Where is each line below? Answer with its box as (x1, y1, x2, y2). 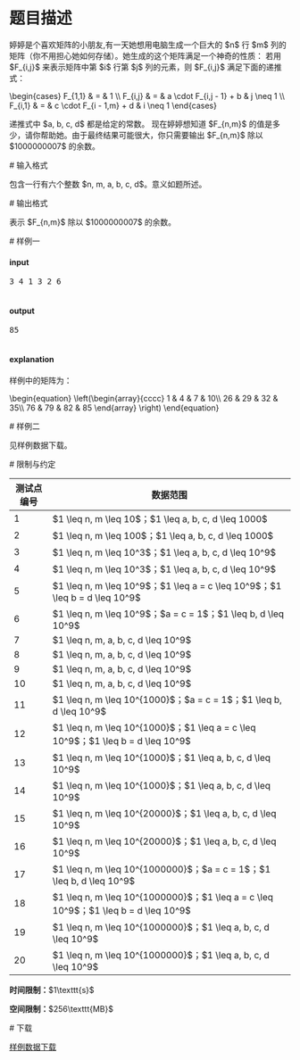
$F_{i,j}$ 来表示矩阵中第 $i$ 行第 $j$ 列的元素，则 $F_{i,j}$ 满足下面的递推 (9, 62, 283, 72)
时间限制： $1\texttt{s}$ (9, 984, 95, 995)
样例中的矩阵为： (9, 375, 72, 385)
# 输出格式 (9, 197, 48, 208)
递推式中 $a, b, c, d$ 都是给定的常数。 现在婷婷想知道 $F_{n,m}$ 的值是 (9, 118, 273, 129)
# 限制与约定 (9, 459, 56, 469)
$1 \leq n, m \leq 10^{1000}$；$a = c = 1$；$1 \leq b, (52, 693, 283, 706)
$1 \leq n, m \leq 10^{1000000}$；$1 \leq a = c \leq (52, 890, 274, 903)
